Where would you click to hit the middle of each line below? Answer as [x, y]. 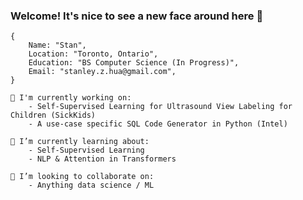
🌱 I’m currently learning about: [80, 142]
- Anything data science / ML [91, 185]
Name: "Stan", [57, 45]
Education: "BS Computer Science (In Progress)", [134, 63]
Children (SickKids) [53, 115]
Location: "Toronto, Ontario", [93, 54]
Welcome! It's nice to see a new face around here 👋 [137, 16]
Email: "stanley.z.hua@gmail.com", [102, 72]
